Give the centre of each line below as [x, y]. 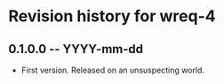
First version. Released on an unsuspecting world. [113, 70]
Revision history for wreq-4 [112, 16]
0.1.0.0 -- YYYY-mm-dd [76, 49]
